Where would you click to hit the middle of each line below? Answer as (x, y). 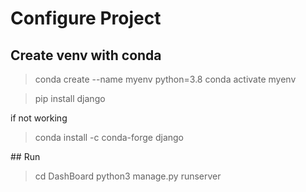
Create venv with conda (86, 55)
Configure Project (86, 18)
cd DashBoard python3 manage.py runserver (128, 176)
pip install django (70, 98)
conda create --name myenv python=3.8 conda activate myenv (165, 79)
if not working (39, 118)
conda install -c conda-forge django (109, 137)
